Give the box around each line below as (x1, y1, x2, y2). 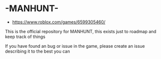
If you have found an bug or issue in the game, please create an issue (5, 43, 145, 49)
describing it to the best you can (5, 48, 70, 54)
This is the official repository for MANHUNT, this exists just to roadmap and (5, 28, 157, 34)
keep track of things (5, 34, 45, 39)
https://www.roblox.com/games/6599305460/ (12, 19, 106, 25)
